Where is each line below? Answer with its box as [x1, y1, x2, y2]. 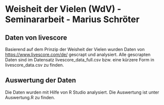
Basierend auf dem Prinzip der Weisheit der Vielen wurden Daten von [5, 47, 145, 52]
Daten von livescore [5, 33, 68, 42]
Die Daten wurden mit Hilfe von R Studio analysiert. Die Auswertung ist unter [5, 89, 160, 95]
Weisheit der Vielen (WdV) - [5, 3, 121, 15]
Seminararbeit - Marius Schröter [5, 14, 140, 25]
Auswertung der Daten [5, 76, 76, 84]
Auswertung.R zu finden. [5, 94, 55, 100]
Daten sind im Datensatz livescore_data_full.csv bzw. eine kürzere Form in [5, 57, 154, 62]
